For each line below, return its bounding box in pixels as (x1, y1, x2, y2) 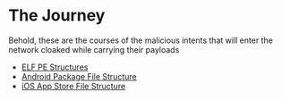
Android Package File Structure (21, 71, 137, 81)
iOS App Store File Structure (21, 80, 126, 91)
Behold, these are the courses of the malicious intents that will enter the (8, 35, 274, 46)
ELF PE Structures (21, 62, 89, 72)
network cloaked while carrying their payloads (8, 44, 180, 54)
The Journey (8, 5, 106, 26)
